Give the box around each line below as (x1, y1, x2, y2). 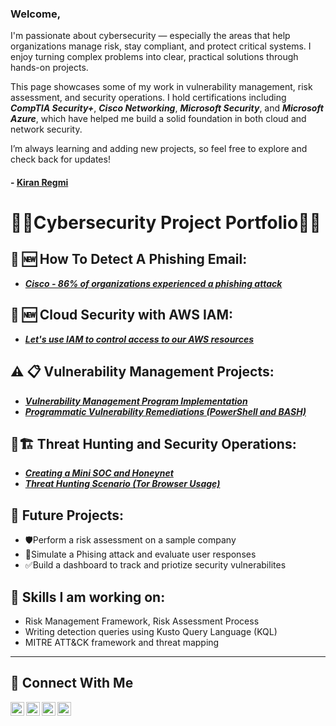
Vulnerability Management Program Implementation (24, 395, 248, 407)
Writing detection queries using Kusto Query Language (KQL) (24, 625, 278, 637)
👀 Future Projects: (10, 507, 125, 524)
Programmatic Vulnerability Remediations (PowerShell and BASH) (24, 405, 307, 417)
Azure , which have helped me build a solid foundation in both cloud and (10, 113, 307, 125)
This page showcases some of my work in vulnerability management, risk (10, 81, 313, 93)
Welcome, (10, 7, 62, 21)
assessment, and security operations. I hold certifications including (10, 92, 287, 104)
